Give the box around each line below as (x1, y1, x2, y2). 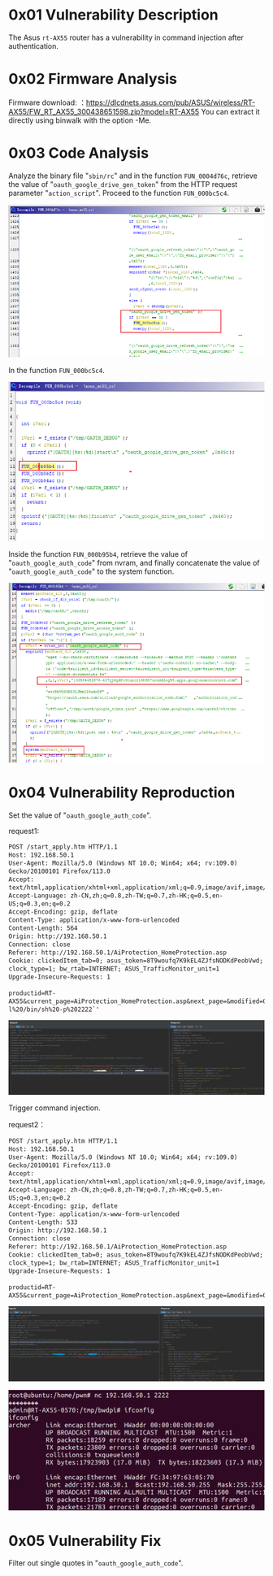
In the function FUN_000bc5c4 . (8, 365, 106, 375)
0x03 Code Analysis (8, 144, 149, 163)
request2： (8, 1120, 46, 1130)
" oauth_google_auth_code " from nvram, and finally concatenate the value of (8, 558, 260, 567)
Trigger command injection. (8, 1103, 102, 1113)
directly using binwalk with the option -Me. (8, 115, 152, 125)
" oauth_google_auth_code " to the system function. (8, 567, 175, 576)
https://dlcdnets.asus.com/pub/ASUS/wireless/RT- (85, 98, 256, 107)
